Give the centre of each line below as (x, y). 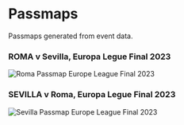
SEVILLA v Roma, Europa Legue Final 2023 (92, 95)
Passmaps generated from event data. (71, 36)
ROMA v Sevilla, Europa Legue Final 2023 (90, 57)
